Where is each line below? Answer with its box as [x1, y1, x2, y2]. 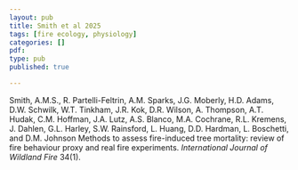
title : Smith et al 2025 [9, 21, 101, 30]
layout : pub [9, 12, 53, 22]
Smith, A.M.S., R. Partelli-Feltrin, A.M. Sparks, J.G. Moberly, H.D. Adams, [9, 94, 274, 105]
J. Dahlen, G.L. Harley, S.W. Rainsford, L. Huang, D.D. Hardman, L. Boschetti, [9, 123, 289, 134]
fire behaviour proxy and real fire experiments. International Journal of [9, 142, 269, 152]
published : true [9, 63, 69, 72]
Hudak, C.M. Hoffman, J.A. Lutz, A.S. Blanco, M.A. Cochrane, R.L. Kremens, [9, 113, 287, 125]
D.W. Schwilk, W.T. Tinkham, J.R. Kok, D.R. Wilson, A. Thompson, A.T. [9, 104, 264, 115]
